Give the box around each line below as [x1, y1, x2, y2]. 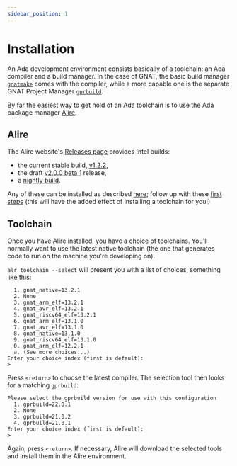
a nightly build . [17, 176, 62, 185]
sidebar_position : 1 [7, 10, 69, 18]
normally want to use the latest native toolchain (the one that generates [7, 244, 215, 253]
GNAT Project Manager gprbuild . [7, 86, 104, 96]
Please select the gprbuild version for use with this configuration [7, 394, 217, 402]
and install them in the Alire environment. [7, 452, 127, 460]
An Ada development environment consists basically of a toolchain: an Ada [7, 64, 226, 73]
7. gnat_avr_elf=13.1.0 [13, 324, 83, 331]
